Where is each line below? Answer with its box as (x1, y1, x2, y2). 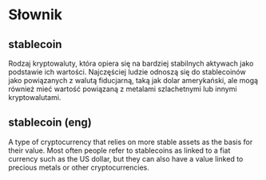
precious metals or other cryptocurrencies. (8, 162, 150, 172)
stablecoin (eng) (8, 116, 92, 130)
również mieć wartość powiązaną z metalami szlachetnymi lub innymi (8, 84, 237, 94)
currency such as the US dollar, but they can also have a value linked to (8, 154, 244, 163)
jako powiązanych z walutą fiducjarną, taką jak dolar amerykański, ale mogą (8, 76, 258, 85)
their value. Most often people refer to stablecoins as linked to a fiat (8, 146, 231, 155)
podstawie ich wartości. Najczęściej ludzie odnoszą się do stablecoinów (8, 67, 246, 77)
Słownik (8, 6, 62, 24)
